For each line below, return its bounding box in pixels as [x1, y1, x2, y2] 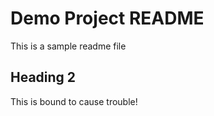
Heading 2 [10, 69, 77, 86]
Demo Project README [10, 7, 205, 30]
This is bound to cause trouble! [10, 95, 138, 107]
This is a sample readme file [10, 40, 127, 52]
